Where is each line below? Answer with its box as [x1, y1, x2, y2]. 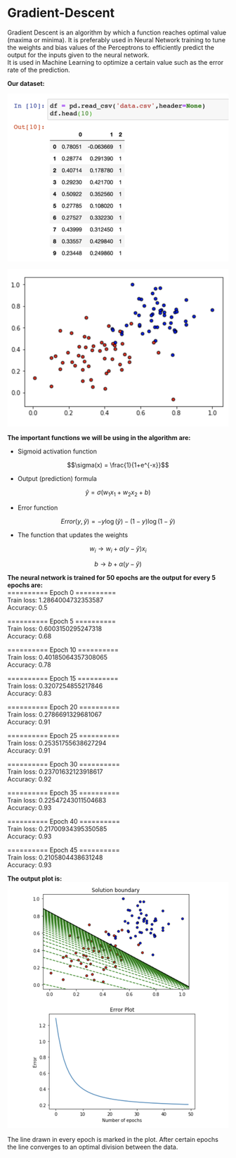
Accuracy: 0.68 [7, 631, 52, 640]
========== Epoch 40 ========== [7, 817, 121, 825]
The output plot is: [7, 874, 63, 883]
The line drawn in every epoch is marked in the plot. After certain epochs [7, 1135, 219, 1144]
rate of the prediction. [7, 65, 70, 74]
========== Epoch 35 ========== [7, 788, 120, 797]
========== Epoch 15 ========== [7, 674, 119, 682]
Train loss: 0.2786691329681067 [7, 710, 103, 719]
